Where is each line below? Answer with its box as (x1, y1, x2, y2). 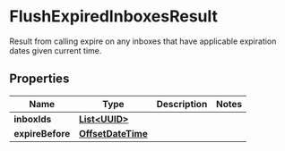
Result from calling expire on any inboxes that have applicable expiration (9, 36, 277, 46)
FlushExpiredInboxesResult (9, 6, 218, 27)
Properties (9, 71, 70, 87)
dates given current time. (9, 45, 102, 55)
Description (156, 97, 208, 110)
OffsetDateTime (79, 127, 148, 139)
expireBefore (13, 127, 71, 139)
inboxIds (13, 113, 52, 125)
